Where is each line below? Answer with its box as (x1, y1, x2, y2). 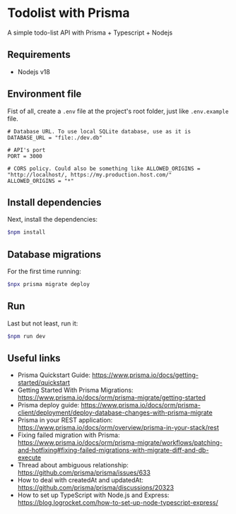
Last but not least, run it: (7, 319, 78, 328)
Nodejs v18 (17, 67, 51, 76)
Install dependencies (7, 196, 102, 208)
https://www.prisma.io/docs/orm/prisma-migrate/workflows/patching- (17, 438, 223, 447)
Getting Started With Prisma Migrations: (17, 386, 134, 395)
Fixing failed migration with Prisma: (17, 431, 120, 439)
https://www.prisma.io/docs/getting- (91, 371, 199, 379)
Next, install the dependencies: (7, 215, 98, 224)
